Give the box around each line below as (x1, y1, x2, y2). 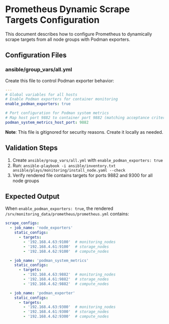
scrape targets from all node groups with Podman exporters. (5, 36, 131, 42)
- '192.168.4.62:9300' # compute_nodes (23, 314, 109, 319)
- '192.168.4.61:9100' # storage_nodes (23, 244, 109, 249)
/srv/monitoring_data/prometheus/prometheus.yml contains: (5, 211, 129, 217)
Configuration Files (5, 51, 67, 60)
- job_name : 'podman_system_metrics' (10, 258, 89, 263)
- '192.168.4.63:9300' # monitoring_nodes (23, 304, 116, 310)
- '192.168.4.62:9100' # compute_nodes (23, 249, 109, 254)
